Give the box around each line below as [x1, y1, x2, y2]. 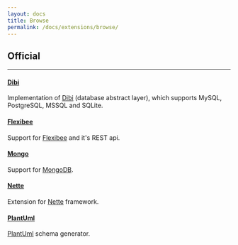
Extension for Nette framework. [7, 197, 99, 206]
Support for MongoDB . [7, 165, 74, 174]
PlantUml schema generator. [7, 229, 91, 238]
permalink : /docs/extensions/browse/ [7, 23, 119, 31]
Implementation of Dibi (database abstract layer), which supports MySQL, [7, 94, 222, 102]
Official [7, 50, 40, 62]
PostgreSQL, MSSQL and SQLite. [7, 101, 103, 110]
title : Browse [7, 17, 50, 24]
